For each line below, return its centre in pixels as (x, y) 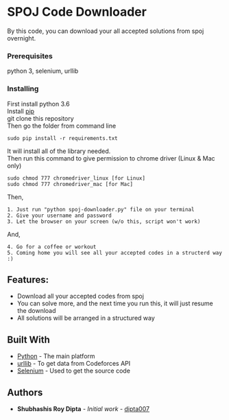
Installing (23, 89)
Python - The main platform (56, 356)
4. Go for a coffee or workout (52, 247)
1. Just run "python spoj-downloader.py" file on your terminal (101, 209)
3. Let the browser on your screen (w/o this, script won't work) (104, 221)
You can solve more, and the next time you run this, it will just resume (115, 303)
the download (36, 311)
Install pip (21, 111)
